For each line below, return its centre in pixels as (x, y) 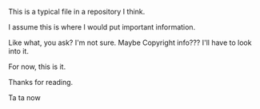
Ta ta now (25, 98)
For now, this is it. (37, 67)
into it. (19, 51)
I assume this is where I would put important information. (102, 27)
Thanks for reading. (41, 82)
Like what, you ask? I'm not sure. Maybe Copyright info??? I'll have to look (130, 42)
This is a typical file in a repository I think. (77, 12)
